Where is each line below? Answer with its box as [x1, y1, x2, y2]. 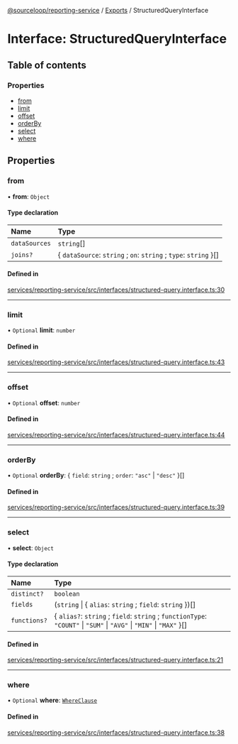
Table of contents [7, 59, 86, 71]
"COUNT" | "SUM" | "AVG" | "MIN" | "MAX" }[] [54, 620, 188, 630]
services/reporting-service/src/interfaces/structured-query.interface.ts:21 [7, 656, 224, 664]
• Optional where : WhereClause [7, 696, 98, 705]
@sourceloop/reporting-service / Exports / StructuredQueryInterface [7, 6, 209, 14]
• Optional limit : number [7, 326, 76, 334]
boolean [54, 589, 80, 598]
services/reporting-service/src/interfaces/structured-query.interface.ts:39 [7, 503, 225, 512]
